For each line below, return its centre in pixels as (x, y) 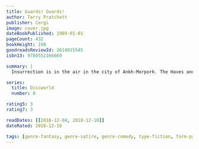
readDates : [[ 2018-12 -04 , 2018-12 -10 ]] (55, 120)
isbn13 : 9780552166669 (34, 56)
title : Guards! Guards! (36, 12)
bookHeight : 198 (26, 45)
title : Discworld (33, 88)
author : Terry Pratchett (37, 17)
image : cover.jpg (28, 28)
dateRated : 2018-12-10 (34, 126)
